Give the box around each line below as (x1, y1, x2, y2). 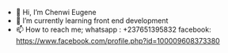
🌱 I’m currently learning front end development (15, 16, 169, 25)
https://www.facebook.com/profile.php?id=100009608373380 (15, 36, 220, 45)
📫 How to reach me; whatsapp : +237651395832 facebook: (15, 25, 211, 34)
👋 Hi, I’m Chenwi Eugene (15, 8, 97, 17)
